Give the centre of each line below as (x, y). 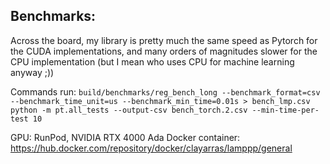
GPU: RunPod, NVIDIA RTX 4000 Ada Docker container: (125, 137)
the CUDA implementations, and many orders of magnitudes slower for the (164, 51)
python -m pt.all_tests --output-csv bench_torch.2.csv (129, 110)
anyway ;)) (32, 72)
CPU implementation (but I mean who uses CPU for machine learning (152, 61)
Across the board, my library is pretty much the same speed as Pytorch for (164, 40)
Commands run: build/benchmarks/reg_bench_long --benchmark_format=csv (165, 91)
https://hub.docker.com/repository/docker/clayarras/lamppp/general (151, 148)
